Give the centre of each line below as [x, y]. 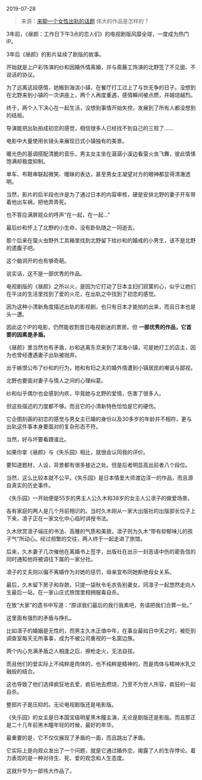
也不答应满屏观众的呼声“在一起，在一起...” [58, 215]
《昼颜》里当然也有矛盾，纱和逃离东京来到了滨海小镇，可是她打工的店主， [98, 347]
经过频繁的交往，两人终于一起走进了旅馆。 [93, 539]
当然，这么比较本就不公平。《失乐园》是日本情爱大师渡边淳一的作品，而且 [97, 478]
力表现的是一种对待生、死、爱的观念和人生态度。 [67, 758]
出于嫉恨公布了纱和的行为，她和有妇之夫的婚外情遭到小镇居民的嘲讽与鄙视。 [101, 368]
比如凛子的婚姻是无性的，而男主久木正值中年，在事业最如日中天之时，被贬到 [101, 631]
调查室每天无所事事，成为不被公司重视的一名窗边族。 [72, 638]
